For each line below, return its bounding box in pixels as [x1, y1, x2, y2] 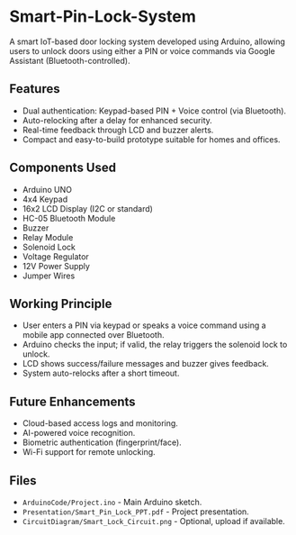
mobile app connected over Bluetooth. [22, 330, 165, 340]
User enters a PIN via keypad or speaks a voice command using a [22, 320, 267, 331]
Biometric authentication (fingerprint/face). [22, 437, 182, 448]
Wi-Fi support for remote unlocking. [22, 447, 156, 458]
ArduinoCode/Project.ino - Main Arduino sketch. [22, 497, 202, 507]
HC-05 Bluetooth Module [22, 213, 116, 223]
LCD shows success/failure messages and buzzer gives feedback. [22, 358, 270, 369]
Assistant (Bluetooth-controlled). [9, 55, 130, 66]
